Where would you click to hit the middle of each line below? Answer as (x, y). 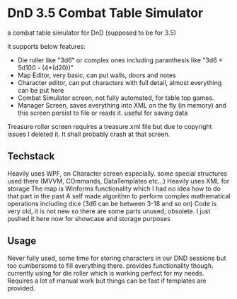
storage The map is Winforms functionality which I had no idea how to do (114, 188)
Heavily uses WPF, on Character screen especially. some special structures (117, 173)
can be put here (41, 90)
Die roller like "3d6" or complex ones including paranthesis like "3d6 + (120, 60)
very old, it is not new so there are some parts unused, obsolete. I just (109, 211)
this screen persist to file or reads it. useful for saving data (103, 113)
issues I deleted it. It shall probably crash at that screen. (89, 134)
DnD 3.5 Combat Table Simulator (105, 13)
